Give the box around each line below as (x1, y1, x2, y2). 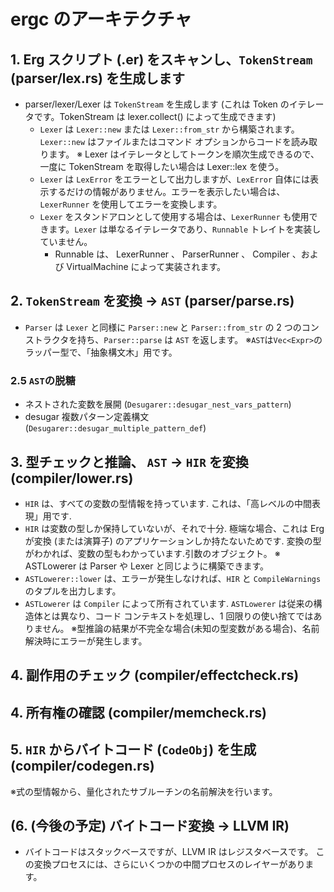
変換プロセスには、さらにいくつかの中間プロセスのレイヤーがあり (33, 858, 306, 870)
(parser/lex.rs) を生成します (10, 70, 185, 87)
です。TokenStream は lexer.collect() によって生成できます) (33, 111, 277, 122)
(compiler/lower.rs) (10, 470, 134, 487)
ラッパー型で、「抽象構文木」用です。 (24, 346, 178, 358)
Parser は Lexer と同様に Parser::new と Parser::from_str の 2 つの (24, 321, 302, 333)
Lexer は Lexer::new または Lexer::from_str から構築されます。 (39, 123, 300, 135)
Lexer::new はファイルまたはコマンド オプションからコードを (39, 136, 292, 147)
